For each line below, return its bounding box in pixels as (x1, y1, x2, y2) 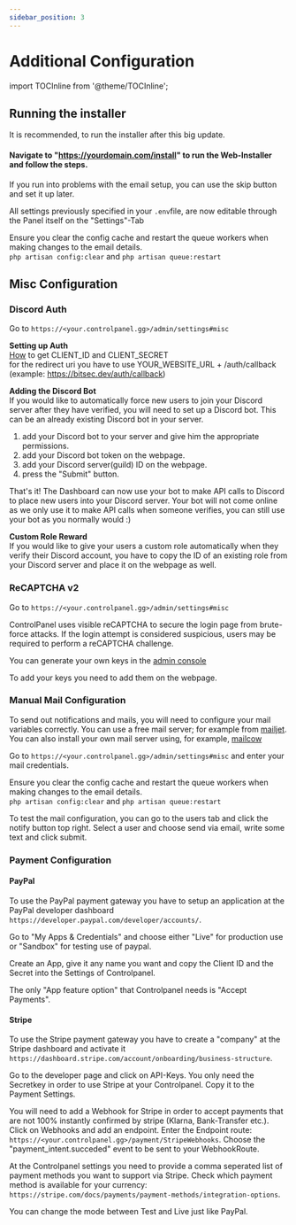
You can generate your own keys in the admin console (9, 655, 207, 665)
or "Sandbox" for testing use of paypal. (9, 941, 152, 951)
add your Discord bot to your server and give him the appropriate (21, 431, 260, 442)
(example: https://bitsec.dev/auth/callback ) (9, 368, 166, 379)
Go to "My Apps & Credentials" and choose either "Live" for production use (9, 931, 284, 942)
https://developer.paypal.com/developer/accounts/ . (9, 914, 201, 925)
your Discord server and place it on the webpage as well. (9, 560, 216, 570)
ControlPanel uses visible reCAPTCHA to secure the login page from (9, 619, 258, 630)
